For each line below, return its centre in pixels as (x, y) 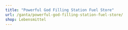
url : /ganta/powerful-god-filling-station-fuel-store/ (64, 15)
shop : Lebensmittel (26, 19)
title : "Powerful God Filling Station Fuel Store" (60, 10)
